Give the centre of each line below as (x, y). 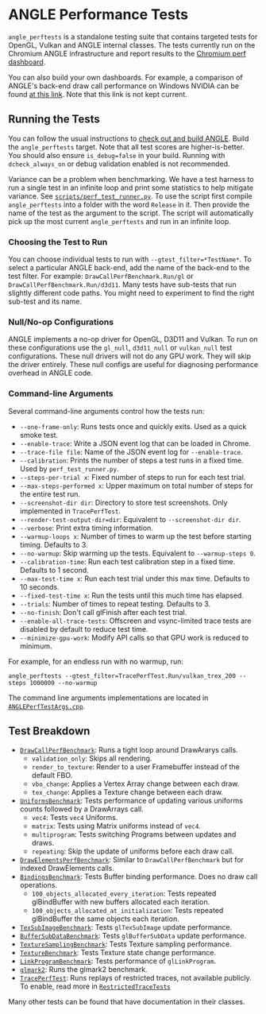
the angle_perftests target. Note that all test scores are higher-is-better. (126, 147)
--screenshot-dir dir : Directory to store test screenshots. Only (123, 502)
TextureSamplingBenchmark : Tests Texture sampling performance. (125, 944)
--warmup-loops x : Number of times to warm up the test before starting (135, 536)
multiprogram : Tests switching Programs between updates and (134, 834)
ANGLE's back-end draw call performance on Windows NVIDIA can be (124, 86)
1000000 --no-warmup (63, 683)
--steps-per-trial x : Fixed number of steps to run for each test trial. (133, 477)
